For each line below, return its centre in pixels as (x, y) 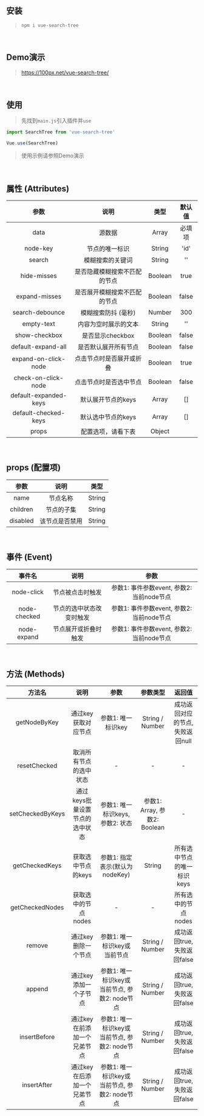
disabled (22, 521)
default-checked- (39, 413)
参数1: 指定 (116, 858)
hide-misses (39, 276)
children (22, 509)
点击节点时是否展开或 (105, 358)
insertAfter (37, 1085)
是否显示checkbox (108, 336)
